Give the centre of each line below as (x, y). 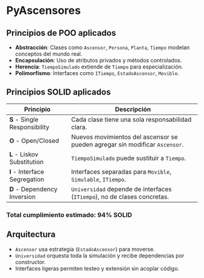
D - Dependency (33, 189)
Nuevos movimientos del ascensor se (124, 137)
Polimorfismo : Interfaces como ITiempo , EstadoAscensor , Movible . (97, 73)
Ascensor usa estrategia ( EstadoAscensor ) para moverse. (85, 249)
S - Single (24, 119)
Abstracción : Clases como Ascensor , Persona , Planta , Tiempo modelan (102, 47)
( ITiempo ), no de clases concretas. (120, 196)
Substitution (26, 162)
